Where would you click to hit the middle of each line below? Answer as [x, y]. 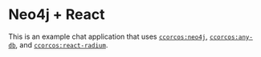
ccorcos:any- [231, 37]
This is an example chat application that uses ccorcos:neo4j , [108, 36]
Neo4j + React [57, 15]
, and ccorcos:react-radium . [62, 44]
